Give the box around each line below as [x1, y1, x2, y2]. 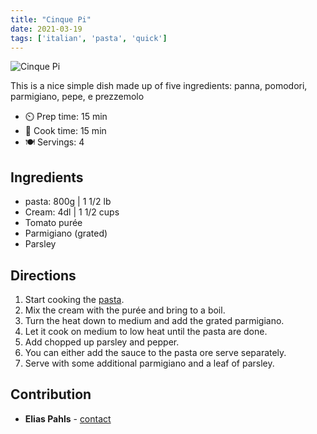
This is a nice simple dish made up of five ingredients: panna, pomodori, [10, 80, 308, 92]
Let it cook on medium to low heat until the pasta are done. [24, 326, 268, 337]
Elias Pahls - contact [24, 412, 112, 425]
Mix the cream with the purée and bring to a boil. [24, 304, 226, 316]
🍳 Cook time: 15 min [24, 125, 107, 137]
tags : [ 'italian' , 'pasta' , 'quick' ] [10, 33, 168, 43]
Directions [10, 267, 77, 284]
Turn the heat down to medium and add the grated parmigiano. [24, 315, 285, 326]
